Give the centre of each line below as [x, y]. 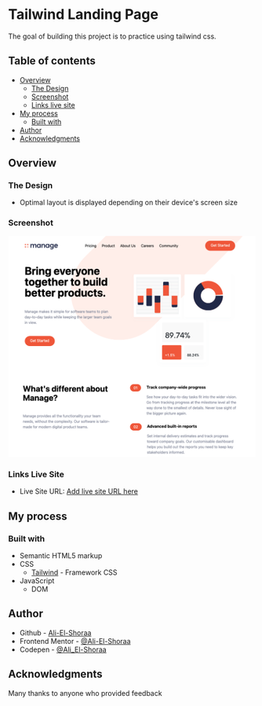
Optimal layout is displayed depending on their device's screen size [128, 203]
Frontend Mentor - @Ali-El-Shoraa [75, 641]
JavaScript [37, 581]
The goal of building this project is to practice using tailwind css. [113, 36]
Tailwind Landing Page [84, 15]
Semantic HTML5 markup [61, 556]
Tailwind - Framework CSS [74, 572]
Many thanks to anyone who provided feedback [85, 693]
